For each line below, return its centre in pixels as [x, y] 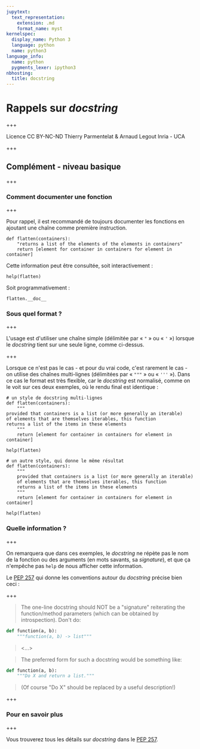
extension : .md [36, 23]
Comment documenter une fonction [59, 197]
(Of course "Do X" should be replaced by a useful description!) [98, 687]
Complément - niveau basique [64, 167]
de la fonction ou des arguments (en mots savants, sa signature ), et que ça [99, 559]
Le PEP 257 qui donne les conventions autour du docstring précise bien [94, 577]
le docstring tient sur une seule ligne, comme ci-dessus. [75, 345]
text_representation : [39, 17]
